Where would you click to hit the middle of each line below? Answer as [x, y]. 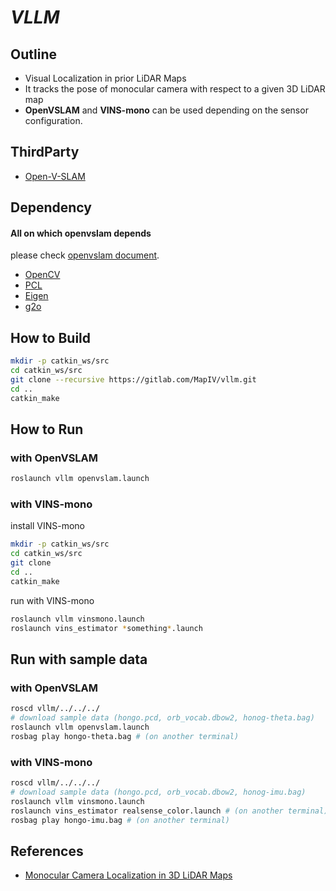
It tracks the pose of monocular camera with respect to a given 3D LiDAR [175, 89]
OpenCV [42, 275]
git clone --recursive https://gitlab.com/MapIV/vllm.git [133, 379]
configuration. [53, 120]
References [47, 851]
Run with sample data [79, 659]
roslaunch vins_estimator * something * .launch [106, 628]
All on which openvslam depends [81, 233]
